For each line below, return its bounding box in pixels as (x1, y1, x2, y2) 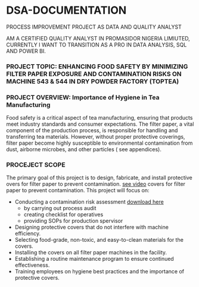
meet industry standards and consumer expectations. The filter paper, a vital (6, 120, 194, 128)
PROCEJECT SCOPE (6, 161, 66, 169)
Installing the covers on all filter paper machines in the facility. (14, 249, 167, 256)
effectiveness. (14, 261, 50, 269)
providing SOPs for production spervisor (23, 217, 123, 224)
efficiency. (14, 230, 41, 237)
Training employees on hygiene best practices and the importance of (14, 268, 185, 275)
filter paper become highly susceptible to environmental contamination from (6, 139, 193, 146)
